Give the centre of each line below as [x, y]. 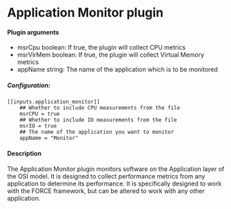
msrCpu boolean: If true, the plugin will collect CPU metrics [101, 48]
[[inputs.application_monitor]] [53, 102]
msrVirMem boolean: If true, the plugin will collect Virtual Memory [111, 55]
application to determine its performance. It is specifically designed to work [114, 183]
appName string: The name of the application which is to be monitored [118, 70]
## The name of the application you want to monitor [97, 132]
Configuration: [29, 85]
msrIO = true [38, 126]
